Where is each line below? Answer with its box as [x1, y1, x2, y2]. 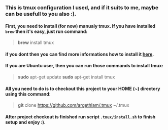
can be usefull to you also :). [5, 10, 77, 17]
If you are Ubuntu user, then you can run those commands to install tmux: [5, 63, 163, 69]
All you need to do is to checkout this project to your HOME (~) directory [5, 85, 160, 92]
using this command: [5, 91, 51, 97]
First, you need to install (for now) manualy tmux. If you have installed [5, 23, 156, 29]
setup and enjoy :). [5, 119, 46, 125]
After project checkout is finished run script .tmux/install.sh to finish [5, 113, 156, 120]
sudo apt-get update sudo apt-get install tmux [17, 74, 115, 80]
